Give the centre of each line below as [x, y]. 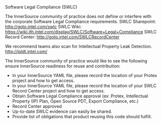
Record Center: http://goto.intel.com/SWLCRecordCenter [62, 37]
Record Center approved [37, 106]
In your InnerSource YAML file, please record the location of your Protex [84, 75]
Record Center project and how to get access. [58, 91]
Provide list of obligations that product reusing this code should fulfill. [82, 116]
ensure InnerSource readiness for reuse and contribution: [63, 66]
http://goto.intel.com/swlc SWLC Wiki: [43, 27]
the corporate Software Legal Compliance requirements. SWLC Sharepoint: [81, 22]
